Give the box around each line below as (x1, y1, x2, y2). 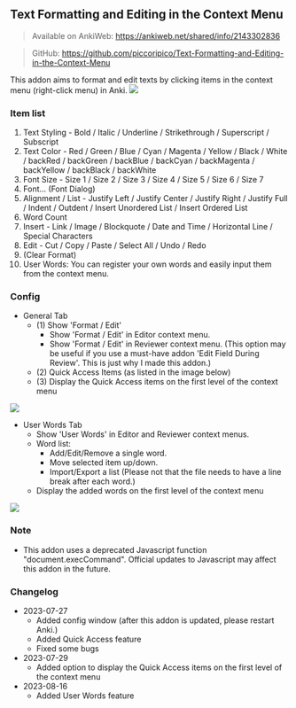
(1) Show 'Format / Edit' (35, 320, 122, 331)
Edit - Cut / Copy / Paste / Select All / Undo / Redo (22, 240, 206, 251)
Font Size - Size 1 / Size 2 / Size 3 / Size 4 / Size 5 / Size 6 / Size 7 (22, 175, 264, 185)
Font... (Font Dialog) (22, 183, 96, 194)
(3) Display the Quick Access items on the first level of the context (35, 377, 278, 387)
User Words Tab (22, 420, 82, 431)
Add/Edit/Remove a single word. (49, 447, 167, 459)
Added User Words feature (35, 690, 135, 701)
